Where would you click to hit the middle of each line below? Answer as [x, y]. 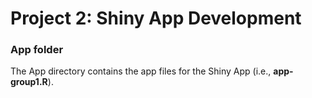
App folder [37, 50]
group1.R [29, 82]
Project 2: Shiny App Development [156, 18]
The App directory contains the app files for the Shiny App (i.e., [141, 71]
